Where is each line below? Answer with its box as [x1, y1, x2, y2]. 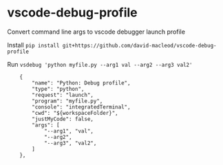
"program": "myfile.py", [32, 98, 103, 104]
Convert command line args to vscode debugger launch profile [7, 27, 186, 36]
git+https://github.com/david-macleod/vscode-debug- [62, 42, 217, 49]
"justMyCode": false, [32, 115, 94, 122]
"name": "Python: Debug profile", [32, 79, 131, 87]
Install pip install [7, 41, 60, 49]
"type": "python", [32, 85, 85, 92]
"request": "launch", [32, 91, 94, 98]
